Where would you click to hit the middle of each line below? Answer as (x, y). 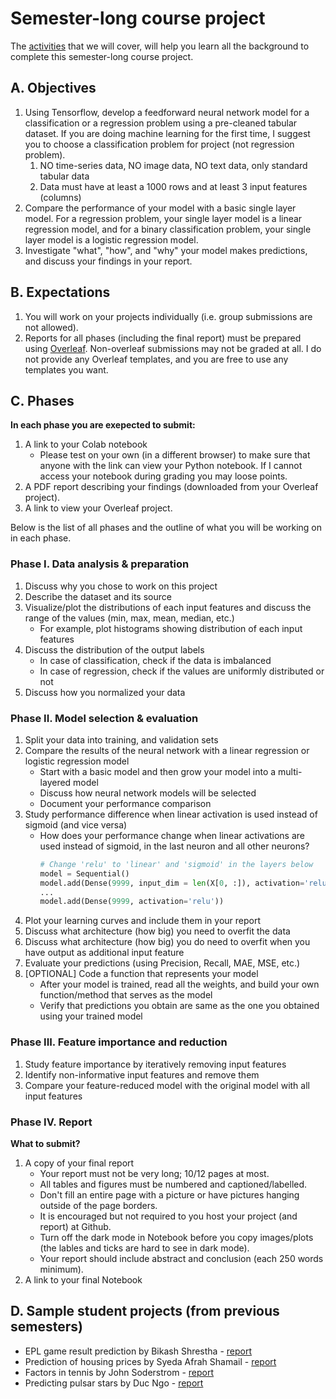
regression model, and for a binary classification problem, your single (168, 229)
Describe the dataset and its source (98, 596)
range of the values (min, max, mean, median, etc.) (129, 618)
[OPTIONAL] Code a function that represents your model (141, 974)
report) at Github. (75, 1226)
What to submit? (45, 1143)
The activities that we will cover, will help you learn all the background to (160, 46)
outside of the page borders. (98, 1205)
